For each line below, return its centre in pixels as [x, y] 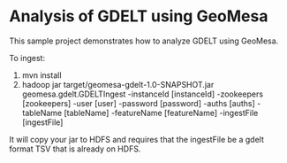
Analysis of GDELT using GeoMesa [139, 16]
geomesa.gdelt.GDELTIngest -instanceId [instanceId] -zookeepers [142, 94]
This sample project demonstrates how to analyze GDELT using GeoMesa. [144, 41]
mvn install [42, 75]
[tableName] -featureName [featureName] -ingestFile [161, 113]
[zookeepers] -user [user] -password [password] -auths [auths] [139, 103]
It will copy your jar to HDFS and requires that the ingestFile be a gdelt [137, 139]
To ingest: [27, 58]
